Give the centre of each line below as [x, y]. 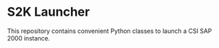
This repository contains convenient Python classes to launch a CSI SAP [109, 31]
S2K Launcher [49, 12]
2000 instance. [29, 38]
